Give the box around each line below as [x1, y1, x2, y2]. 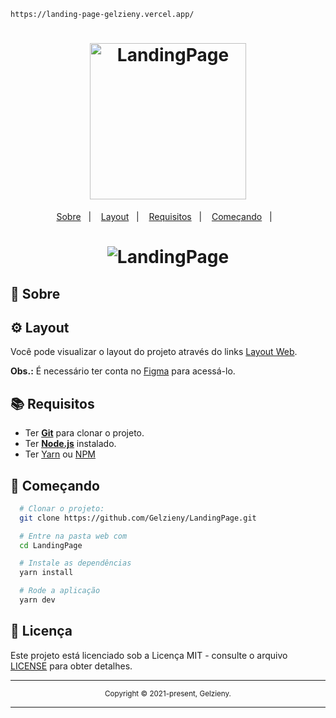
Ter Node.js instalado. [24, 438, 117, 450]
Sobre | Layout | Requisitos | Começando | [56, 210, 273, 222]
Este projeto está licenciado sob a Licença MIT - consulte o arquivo [10, 649, 288, 661]
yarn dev [19, 595, 56, 605]
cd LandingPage [19, 540, 83, 550]
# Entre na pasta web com [19, 531, 128, 541]
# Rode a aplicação [19, 586, 101, 596]
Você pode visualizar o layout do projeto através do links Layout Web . [10, 346, 298, 358]
